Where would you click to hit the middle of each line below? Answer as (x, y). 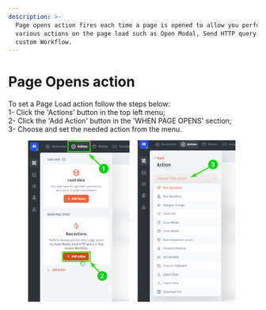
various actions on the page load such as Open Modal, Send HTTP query (136, 33)
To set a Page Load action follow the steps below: (89, 104)
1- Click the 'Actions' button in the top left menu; (87, 113)
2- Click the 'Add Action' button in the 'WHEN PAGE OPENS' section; (120, 121)
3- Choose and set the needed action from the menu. (95, 129)
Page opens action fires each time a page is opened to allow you (127, 25)
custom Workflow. (44, 42)
